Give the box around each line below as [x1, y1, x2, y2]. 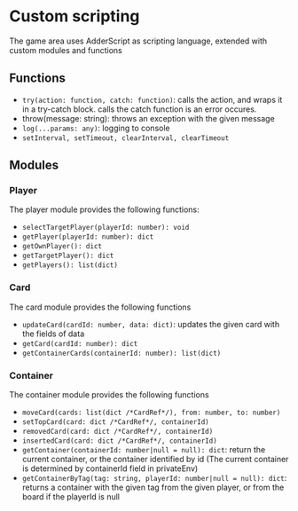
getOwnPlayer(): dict [21, 242, 102, 251]
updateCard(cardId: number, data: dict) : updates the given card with [21, 318, 280, 329]
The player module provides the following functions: [9, 204, 200, 215]
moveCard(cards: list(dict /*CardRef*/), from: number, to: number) [21, 408, 281, 418]
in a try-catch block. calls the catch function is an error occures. [21, 104, 257, 114]
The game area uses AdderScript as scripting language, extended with [9, 35, 268, 46]
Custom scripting [9, 6, 140, 27]
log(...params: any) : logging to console [21, 122, 170, 133]
